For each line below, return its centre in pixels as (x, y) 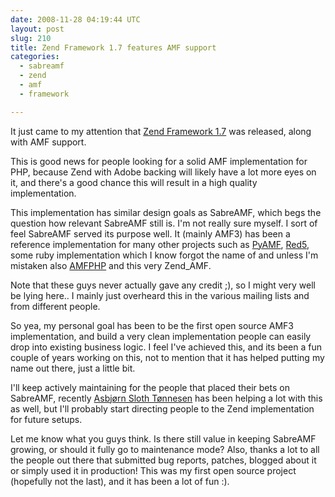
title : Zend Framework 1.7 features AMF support (113, 47)
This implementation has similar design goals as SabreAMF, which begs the (166, 212)
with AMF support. (48, 142)
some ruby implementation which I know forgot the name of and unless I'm (164, 255)
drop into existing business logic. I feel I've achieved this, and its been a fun (166, 347)
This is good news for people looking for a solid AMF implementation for (159, 161)
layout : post (37, 29)
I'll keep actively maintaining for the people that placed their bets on (150, 387)
